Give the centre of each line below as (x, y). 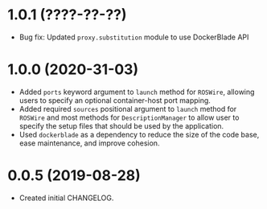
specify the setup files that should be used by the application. (121, 125)
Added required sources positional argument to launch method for (128, 109)
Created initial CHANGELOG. (66, 198)
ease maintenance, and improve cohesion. (89, 143)
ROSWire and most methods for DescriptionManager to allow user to (129, 117)
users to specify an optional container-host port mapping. (115, 100)
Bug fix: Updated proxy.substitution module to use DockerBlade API (134, 37)
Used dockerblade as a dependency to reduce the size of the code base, (139, 134)
